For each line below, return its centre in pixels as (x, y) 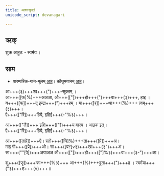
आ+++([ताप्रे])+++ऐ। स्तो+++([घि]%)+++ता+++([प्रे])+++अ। (63, 141)
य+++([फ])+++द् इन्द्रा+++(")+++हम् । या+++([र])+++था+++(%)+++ (72, 103)
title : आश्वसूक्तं (20, 10)
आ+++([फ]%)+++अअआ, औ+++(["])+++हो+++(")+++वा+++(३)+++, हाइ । (78, 97)
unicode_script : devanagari (35, 15)
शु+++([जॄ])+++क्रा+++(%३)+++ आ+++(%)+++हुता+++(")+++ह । (70, 163)
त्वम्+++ (146, 103)
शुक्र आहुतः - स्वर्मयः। (23, 52)
